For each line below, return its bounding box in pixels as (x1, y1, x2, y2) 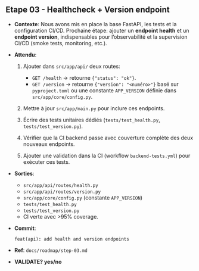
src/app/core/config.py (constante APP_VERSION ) (23, 194, 143, 201)
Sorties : (14, 170, 35, 177)
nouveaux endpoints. (23, 140, 75, 148)
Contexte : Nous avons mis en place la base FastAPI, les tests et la (14, 20, 177, 27)
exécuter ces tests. (23, 158, 70, 166)
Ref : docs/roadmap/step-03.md (14, 247, 88, 254)
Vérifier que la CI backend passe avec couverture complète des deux (23, 134, 194, 141)
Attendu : (14, 51, 37, 58)
